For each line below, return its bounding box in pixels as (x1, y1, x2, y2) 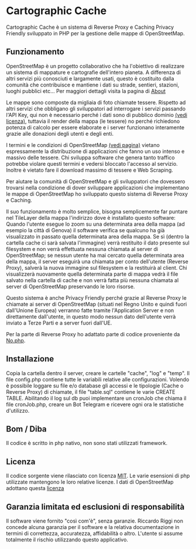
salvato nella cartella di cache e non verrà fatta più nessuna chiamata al (6, 276, 179, 283)
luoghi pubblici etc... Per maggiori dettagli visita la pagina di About (6, 87, 166, 95)
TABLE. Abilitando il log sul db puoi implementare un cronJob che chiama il (6, 394, 187, 401)
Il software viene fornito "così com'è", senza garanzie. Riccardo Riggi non (6, 517, 183, 524)
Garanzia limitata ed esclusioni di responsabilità (6, 501, 185, 512)
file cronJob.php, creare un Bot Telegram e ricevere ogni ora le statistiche (6, 401, 184, 408)
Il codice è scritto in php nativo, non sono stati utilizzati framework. (6, 440, 168, 447)
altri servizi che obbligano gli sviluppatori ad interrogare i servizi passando (6, 105, 186, 112)
